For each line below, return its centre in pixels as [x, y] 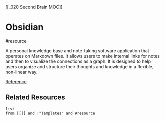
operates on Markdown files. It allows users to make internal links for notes [83, 56]
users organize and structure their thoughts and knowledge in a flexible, [79, 66]
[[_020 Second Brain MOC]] [34, 7]
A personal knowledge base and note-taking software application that [77, 51]
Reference [16, 81]
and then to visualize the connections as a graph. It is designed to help [78, 61]
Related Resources [35, 98]
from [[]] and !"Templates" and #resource [50, 113]
